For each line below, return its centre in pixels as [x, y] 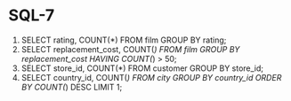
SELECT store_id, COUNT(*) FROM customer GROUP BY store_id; [142, 68]
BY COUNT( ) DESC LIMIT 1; [72, 87]
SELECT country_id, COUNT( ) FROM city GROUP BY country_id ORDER [151, 77]
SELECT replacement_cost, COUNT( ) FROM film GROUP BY [130, 49]
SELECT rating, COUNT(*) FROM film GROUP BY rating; [124, 40]
